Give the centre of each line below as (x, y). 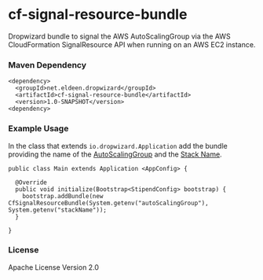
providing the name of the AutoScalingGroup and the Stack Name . (115, 154)
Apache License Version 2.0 (54, 267)
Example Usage (38, 129)
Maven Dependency (47, 64)
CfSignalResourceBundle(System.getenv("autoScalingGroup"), (109, 203)
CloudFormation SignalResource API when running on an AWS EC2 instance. (132, 44)
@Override (31, 182)
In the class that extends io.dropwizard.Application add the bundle (118, 146)
